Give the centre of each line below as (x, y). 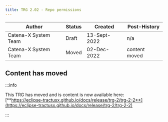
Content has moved (36, 73)
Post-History (143, 26)
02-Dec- (98, 49)
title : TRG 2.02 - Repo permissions (43, 10)
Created (104, 26)
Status (74, 26)
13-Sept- (99, 35)
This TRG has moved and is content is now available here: (65, 95)
